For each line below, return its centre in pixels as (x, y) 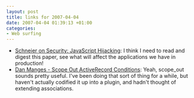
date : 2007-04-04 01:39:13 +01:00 (49, 23)
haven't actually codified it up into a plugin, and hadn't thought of (96, 82)
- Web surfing (24, 34)
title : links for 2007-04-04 (43, 17)
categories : (21, 28)
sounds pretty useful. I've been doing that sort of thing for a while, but (101, 76)
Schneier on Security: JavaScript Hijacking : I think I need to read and (100, 50)
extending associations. (44, 88)
